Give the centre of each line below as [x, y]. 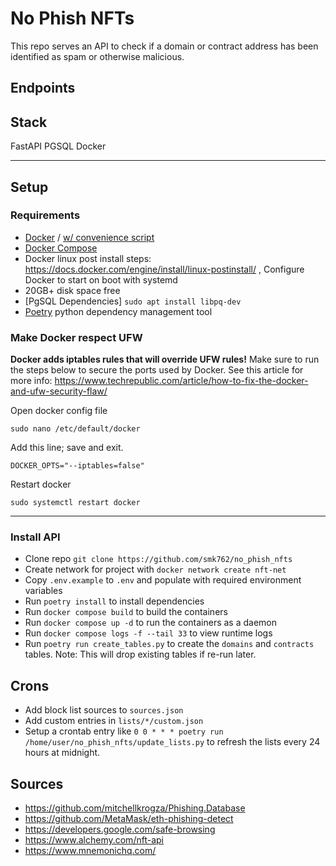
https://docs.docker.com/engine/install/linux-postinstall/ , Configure [164, 269]
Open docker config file [59, 411]
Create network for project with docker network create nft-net [155, 569]
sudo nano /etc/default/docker [75, 429]
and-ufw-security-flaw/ [59, 391]
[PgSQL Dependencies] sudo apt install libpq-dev [133, 301]
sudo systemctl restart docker [75, 503]
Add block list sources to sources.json [104, 710]
